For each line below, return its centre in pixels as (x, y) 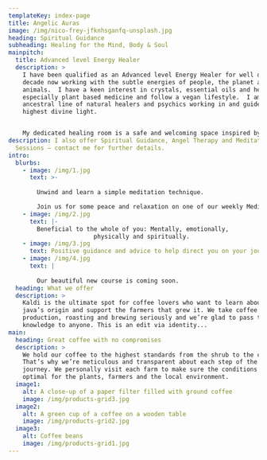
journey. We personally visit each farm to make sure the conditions (140, 370)
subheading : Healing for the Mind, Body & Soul (89, 45)
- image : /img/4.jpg (56, 259)
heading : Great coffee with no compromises (88, 340)
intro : (19, 155)
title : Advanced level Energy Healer (78, 60)
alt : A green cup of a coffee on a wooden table (104, 414)
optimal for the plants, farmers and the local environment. (126, 377)
